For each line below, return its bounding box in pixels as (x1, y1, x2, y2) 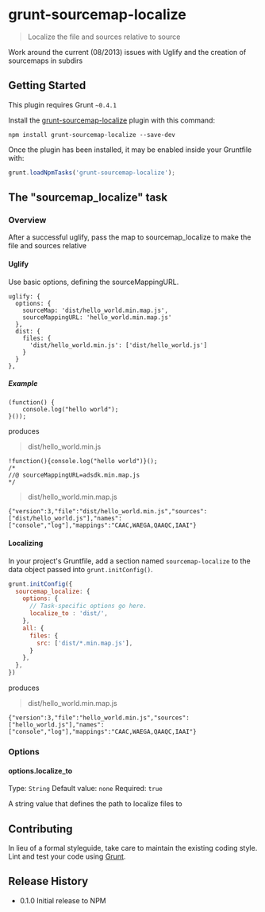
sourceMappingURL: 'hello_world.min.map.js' (22, 313, 172, 322)
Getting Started (8, 79, 86, 92)
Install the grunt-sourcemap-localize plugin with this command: (8, 115, 216, 125)
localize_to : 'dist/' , (29, 610, 109, 618)
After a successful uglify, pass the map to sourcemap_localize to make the (8, 232, 252, 242)
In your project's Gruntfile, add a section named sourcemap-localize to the (8, 555, 252, 566)
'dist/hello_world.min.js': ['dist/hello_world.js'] (29, 341, 208, 349)
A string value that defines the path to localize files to (8, 799, 182, 809)
